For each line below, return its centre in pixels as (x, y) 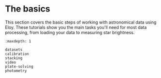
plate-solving (19, 66)
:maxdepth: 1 (18, 41)
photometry (16, 71)
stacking (14, 58)
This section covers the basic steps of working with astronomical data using (81, 22)
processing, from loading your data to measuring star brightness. (70, 32)
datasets (14, 50)
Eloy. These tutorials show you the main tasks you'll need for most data (76, 27)
